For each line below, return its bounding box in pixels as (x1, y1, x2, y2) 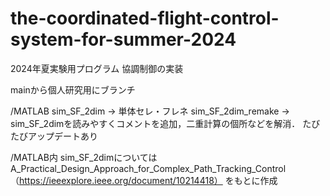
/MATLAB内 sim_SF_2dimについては (10, 151, 158, 163)
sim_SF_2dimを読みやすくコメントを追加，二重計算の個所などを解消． (10, 117, 301, 129)
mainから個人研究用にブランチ (10, 83, 136, 96)
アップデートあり (27, 130, 98, 142)
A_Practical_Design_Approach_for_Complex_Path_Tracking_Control (10, 162, 287, 174)
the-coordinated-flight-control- (10, 7, 280, 30)
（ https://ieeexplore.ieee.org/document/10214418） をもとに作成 (10, 174, 278, 186)
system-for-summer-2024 (10, 28, 237, 51)
